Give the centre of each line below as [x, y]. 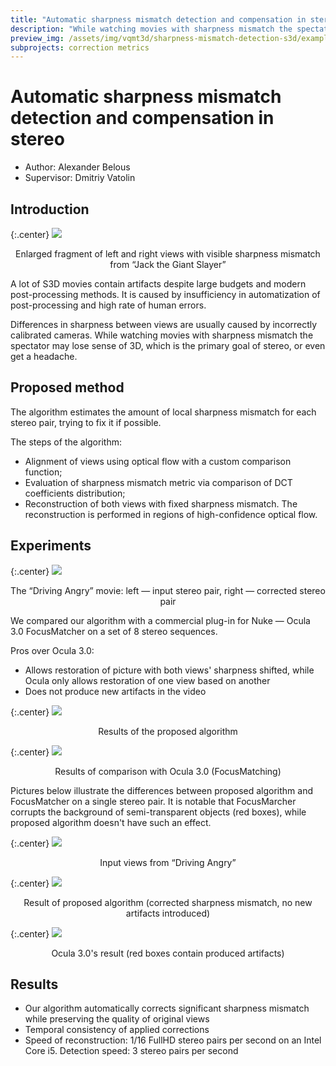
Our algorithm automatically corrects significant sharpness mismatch [167, 1008]
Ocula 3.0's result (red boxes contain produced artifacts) [168, 953]
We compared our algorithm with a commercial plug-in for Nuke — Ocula [160, 620]
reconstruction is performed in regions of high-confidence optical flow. [171, 514]
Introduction [50, 209]
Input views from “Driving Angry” [168, 862]
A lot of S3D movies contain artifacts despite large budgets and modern [158, 284]
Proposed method [67, 387]
